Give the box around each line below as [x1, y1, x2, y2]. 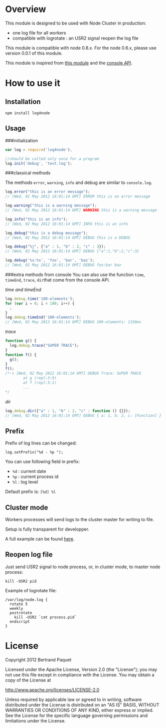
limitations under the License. [5, 717, 66, 723]
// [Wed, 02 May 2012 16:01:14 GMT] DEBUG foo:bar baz [5, 263, 122, 268]
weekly [9, 606, 23, 611]
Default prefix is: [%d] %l [5, 489, 56, 495]
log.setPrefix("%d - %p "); [5, 450, 64, 455]
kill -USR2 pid [5, 579, 37, 584]
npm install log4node [5, 110, 50, 116]
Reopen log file [5, 550, 53, 559]
